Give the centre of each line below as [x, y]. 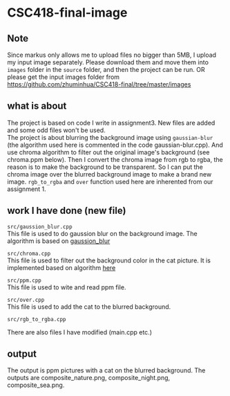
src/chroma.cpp [29, 253]
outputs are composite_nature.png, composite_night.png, [89, 378]
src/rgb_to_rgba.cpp [37, 319]
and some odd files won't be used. [56, 130]
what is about [37, 106]
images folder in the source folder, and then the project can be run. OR [106, 70]
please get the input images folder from [63, 77]
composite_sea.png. [36, 385]
